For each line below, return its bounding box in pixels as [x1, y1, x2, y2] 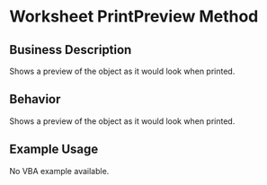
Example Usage [9, 142, 99, 157]
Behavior [9, 92, 61, 107]
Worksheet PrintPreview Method [9, 6, 259, 27]
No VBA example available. [9, 165, 110, 176]
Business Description [9, 42, 132, 57]
